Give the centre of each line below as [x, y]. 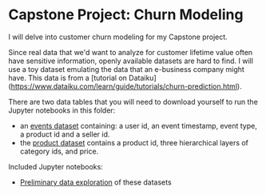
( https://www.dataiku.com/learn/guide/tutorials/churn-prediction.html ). [125, 86]
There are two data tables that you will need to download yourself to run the [133, 101]
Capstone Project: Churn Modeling [126, 15]
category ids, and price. [59, 151]
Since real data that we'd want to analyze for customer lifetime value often [131, 52]
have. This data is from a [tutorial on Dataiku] [83, 78]
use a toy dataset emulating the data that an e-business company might [127, 69]
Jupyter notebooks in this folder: [62, 110]
